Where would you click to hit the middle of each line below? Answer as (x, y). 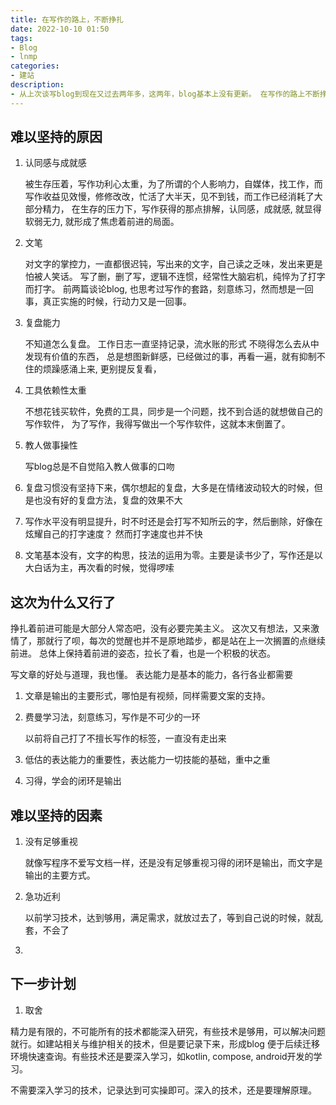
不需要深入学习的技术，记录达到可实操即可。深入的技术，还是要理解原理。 (163, 1090)
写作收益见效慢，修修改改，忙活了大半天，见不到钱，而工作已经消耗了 (169, 197)
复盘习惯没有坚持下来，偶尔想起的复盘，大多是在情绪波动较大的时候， (169, 488)
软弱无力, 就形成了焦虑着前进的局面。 (102, 222)
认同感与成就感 (55, 163)
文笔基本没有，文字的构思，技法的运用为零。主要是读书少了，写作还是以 (173, 555)
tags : (21, 38)
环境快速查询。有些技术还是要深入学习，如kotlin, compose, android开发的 (162, 1056)
